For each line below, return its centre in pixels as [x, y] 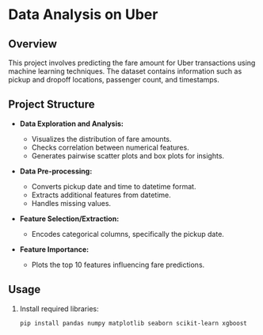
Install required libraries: [59, 308]
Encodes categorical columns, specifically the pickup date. [128, 234]
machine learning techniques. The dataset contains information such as [125, 71]
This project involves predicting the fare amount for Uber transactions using [132, 63]
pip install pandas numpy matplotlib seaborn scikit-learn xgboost [133, 323]
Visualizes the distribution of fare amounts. [101, 139]
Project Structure [51, 105]
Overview [33, 44]
